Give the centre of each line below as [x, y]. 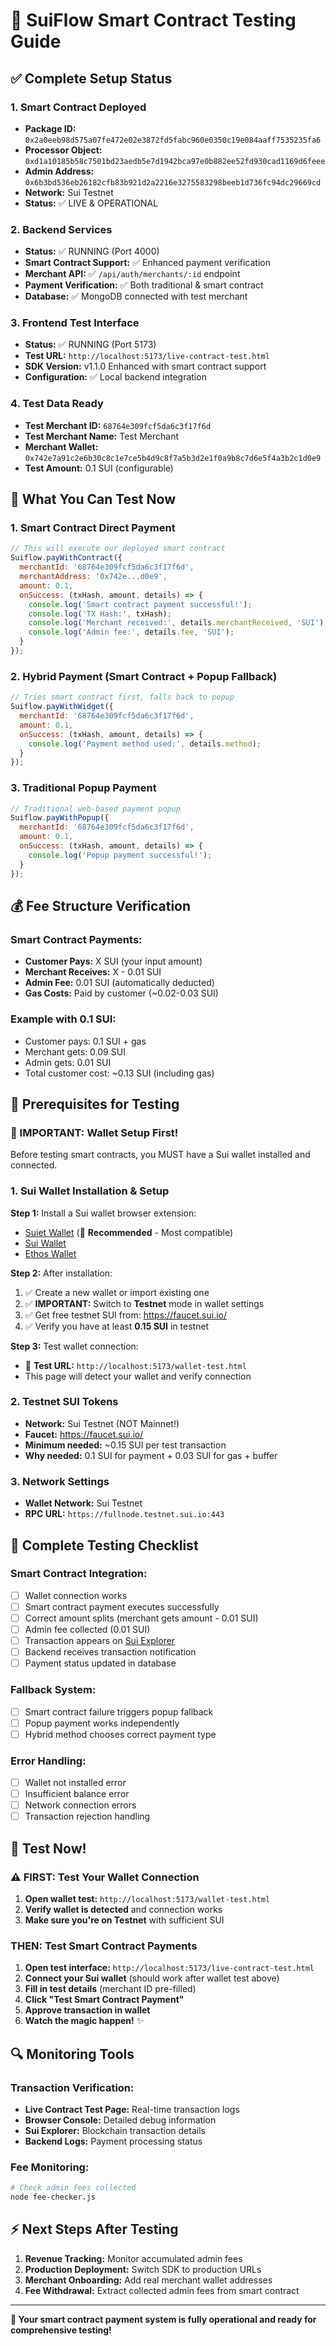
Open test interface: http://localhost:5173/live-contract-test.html [169, 1968]
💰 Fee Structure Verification [101, 905]
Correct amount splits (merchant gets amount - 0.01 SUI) [141, 1618]
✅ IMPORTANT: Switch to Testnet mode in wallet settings [144, 1303]
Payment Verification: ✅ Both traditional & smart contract [144, 285]
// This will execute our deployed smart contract [118, 549]
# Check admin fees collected [73, 2188]
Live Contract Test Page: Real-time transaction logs [132, 2109]
